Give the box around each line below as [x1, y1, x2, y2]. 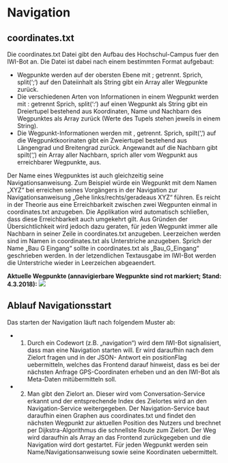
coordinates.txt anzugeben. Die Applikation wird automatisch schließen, [7, 208, 210, 216]
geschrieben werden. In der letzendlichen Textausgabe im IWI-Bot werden [7, 251, 216, 260]
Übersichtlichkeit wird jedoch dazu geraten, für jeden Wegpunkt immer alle [7, 223, 218, 230]
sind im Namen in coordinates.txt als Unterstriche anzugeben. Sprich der [7, 237, 212, 245]
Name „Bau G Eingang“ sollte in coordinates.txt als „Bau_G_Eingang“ [7, 245, 199, 252]
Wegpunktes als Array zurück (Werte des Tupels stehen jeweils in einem [16, 114, 220, 123]
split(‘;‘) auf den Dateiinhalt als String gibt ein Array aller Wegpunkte [16, 78, 208, 86]
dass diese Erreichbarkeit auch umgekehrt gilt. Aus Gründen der [7, 215, 188, 223]
